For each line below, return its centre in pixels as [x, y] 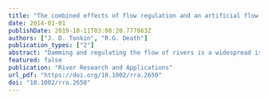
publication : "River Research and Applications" [91, 68]
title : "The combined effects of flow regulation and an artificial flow [134, 16]
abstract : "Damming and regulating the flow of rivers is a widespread [130, 53]
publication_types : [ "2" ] [51, 46]
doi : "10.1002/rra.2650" [49, 82]
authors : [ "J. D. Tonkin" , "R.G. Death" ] [78, 38]
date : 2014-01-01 [37, 23]
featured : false [35, 61]
